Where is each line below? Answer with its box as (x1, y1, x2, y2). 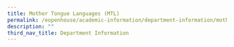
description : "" (7, 23, 54, 30)
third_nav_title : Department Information (7, 29, 130, 37)
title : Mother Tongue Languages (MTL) (7, 10, 120, 17)
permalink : (7, 17, 39, 23)
